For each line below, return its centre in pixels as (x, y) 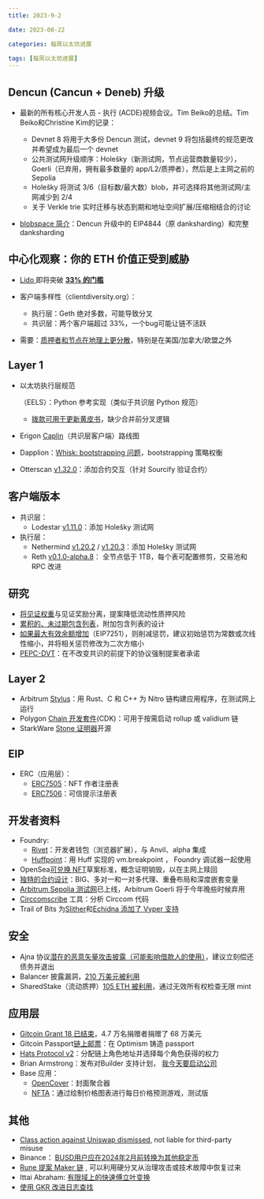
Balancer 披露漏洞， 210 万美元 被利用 (80, 976)
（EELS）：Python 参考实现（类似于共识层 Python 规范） (111, 402)
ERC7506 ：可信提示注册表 (74, 793)
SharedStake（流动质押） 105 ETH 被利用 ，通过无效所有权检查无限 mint (135, 986)
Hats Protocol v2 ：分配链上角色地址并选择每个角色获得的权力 (119, 1054)
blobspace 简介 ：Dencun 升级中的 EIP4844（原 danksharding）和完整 (134, 224)
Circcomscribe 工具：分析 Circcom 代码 (84, 899)
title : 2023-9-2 (35, 15)
